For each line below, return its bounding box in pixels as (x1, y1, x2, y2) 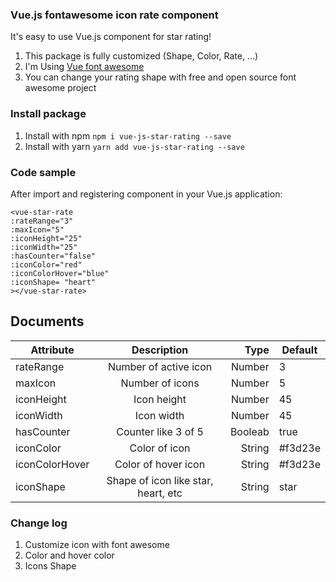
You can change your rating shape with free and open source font (24, 71, 297, 83)
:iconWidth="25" (10, 242, 78, 252)
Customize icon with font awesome (24, 539, 170, 550)
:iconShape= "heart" (10, 277, 97, 287)
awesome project (24, 82, 97, 94)
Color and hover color (24, 549, 115, 561)
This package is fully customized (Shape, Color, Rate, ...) (24, 50, 259, 62)
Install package (10, 107, 87, 121)
